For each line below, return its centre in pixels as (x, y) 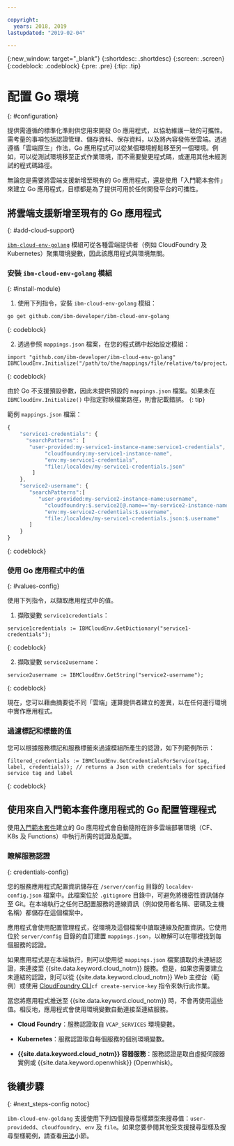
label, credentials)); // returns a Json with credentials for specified (117, 767)
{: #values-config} (33, 586)
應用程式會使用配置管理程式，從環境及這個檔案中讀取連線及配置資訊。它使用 (117, 927)
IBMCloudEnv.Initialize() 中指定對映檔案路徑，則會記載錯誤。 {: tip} (106, 400)
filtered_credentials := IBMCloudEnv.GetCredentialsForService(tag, (109, 761)
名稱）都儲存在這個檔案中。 (47, 912)
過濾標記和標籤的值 (39, 731)
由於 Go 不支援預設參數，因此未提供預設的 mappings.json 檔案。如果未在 (111, 391)
